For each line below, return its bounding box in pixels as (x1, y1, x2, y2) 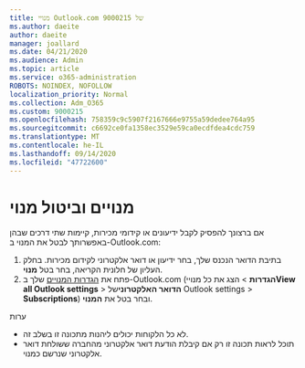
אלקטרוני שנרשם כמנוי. (22, 348, 102, 359)
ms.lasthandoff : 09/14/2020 (9, 149, 117, 158)
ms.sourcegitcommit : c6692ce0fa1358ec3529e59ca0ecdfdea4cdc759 (9, 124, 256, 133)
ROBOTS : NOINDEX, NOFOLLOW (9, 81, 112, 90)
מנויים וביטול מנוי (9, 197, 135, 217)
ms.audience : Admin (9, 56, 84, 65)
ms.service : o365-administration (9, 73, 137, 82)
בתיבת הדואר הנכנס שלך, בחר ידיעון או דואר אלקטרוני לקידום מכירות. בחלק (22, 255, 281, 266)
